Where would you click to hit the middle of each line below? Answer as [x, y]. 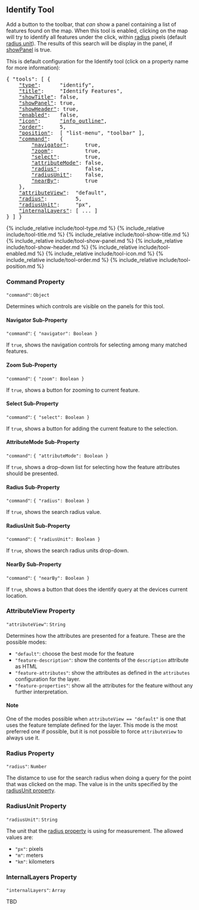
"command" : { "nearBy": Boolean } [48, 577]
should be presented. [32, 473]
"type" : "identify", [57, 85]
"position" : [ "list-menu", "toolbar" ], [82, 133]
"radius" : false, [68, 169]
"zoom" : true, [66, 151]
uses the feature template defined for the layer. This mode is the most [92, 725]
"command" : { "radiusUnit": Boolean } [53, 539]
